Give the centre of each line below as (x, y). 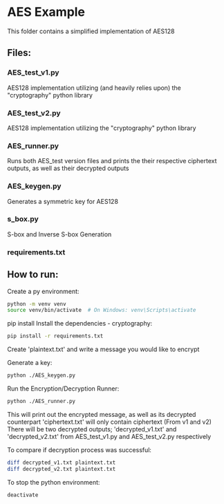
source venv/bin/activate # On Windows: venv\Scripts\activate (102, 310)
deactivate (23, 495)
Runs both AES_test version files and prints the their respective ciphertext (112, 161)
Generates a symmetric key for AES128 (63, 201)
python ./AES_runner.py (41, 402)
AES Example (46, 12)
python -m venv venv (37, 304)
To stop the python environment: (54, 482)
